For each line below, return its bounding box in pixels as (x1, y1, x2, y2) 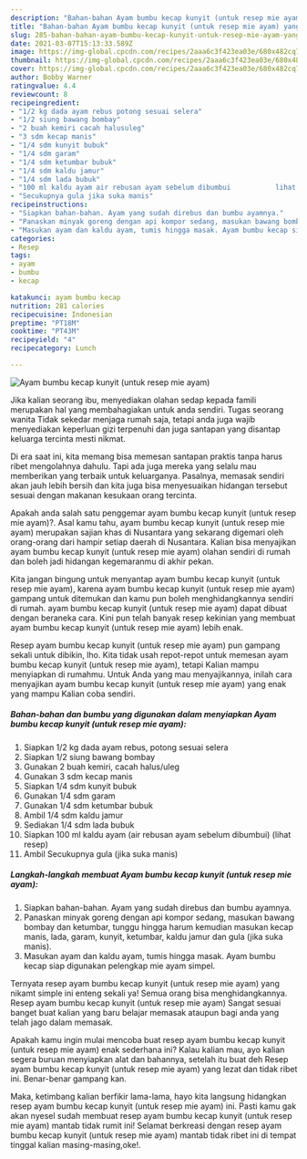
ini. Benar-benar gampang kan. (10, 1073, 127, 1084)
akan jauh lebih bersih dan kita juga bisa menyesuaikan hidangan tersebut (10, 480, 288, 491)
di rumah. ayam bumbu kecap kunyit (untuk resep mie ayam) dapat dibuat (10, 602, 288, 613)
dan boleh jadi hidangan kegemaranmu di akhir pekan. (10, 556, 214, 567)
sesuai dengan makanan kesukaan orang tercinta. (10, 489, 198, 500)
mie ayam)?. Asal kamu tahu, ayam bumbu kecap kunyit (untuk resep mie (10, 517, 285, 527)
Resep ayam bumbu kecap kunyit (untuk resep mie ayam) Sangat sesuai (10, 997, 281, 1008)
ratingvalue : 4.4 (10, 81, 77, 90)
